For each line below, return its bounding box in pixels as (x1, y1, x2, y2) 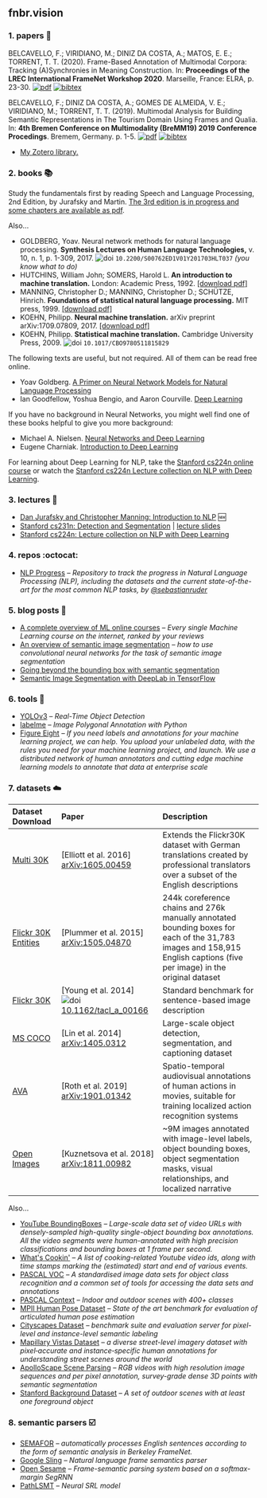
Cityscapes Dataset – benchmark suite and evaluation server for (19, 1320, 232, 1330)
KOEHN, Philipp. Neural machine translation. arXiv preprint (19, 312, 215, 322)
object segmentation (162, 1153, 240, 1164)
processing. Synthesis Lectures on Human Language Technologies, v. (19, 245, 255, 254)
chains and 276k (162, 902, 226, 913)
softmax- (220, 1464, 251, 1473)
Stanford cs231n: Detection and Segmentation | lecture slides (19, 521, 221, 531)
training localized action (162, 1100, 252, 1112)
